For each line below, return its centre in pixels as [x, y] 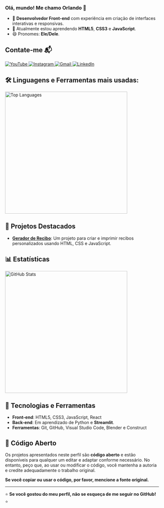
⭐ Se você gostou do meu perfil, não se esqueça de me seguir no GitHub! [81, 494]
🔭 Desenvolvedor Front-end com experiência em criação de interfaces [84, 19]
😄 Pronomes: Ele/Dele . [36, 34]
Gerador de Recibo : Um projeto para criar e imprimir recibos [73, 238]
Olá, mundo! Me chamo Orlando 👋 [46, 8]
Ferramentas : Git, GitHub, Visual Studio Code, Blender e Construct [79, 428]
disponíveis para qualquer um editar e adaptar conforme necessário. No [78, 460]
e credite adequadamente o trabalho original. [51, 470]
